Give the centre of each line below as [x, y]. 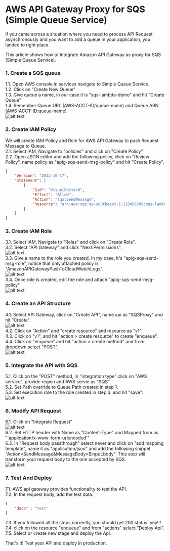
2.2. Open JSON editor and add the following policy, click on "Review [77, 156]
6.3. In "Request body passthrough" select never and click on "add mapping [84, 443]
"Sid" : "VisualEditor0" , [58, 190]
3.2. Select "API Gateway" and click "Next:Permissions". [64, 247]
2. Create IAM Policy [31, 129]
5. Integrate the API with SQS [41, 365]
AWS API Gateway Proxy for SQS [75, 9]
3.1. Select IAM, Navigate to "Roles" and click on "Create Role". [71, 242]
